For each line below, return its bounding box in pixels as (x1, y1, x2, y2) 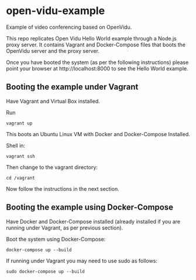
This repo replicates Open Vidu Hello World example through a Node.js (6, 35, 177, 42)
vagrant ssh (6, 153, 35, 159)
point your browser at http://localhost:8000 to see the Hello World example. (6, 65, 188, 72)
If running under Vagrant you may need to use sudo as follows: (6, 257, 158, 264)
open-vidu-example (6, 4, 105, 18)
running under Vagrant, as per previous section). (6, 224, 123, 231)
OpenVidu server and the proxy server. (6, 47, 99, 54)
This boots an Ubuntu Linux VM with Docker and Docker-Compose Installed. (6, 130, 190, 137)
